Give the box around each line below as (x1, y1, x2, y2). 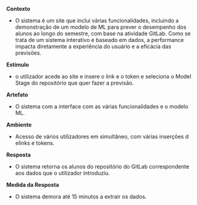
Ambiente (6, 121, 32, 128)
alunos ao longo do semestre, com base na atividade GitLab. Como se (15, 30, 191, 37)
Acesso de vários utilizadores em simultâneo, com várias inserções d (15, 133, 189, 140)
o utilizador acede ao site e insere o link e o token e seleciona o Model (15, 73, 192, 80)
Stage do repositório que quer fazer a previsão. (15, 79, 134, 86)
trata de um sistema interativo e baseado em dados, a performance (15, 36, 184, 43)
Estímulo (6, 61, 29, 68)
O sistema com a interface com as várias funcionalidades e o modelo (15, 103, 188, 110)
